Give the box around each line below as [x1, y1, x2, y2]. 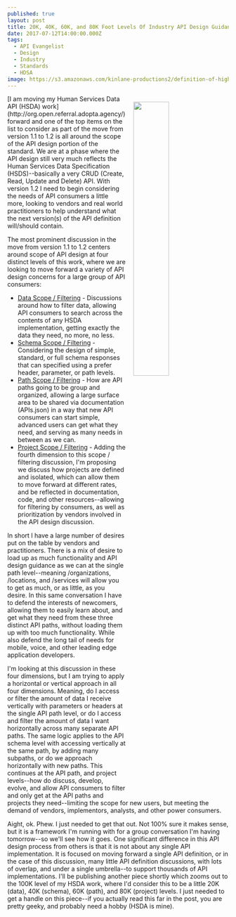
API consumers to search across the [17, 308, 123, 317]
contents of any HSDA [17, 316, 82, 325]
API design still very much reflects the [7, 155, 117, 163]
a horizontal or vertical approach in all [7, 679, 117, 688]
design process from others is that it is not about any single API [7, 843, 191, 851]
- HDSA [13, 69, 33, 76]
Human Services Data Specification [7, 162, 110, 171]
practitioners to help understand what [7, 207, 117, 215]
